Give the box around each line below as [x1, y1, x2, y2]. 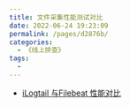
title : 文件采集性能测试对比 [9, 12, 103, 22]
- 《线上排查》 [17, 46, 65, 55]
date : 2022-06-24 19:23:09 [9, 21, 109, 30]
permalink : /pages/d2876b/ [9, 29, 109, 38]
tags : [9, 54, 29, 63]
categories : [9, 37, 53, 47]
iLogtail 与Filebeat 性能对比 [21, 88, 121, 98]
